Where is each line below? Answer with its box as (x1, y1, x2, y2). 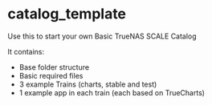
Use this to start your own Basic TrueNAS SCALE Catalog (7, 31, 198, 41)
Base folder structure (18, 62, 90, 72)
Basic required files (18, 71, 84, 80)
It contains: (7, 46, 45, 56)
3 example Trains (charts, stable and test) (18, 79, 157, 89)
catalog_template (7, 5, 126, 23)
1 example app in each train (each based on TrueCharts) (18, 87, 206, 97)
